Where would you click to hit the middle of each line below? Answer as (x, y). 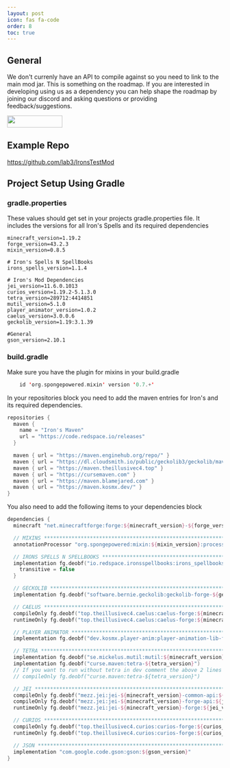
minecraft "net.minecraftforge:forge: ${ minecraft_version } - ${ (104, 526)
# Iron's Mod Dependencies (46, 280)
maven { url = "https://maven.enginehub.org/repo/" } (91, 456)
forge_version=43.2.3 (38, 244)
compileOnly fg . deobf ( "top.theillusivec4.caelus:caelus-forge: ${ (108, 613)
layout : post (26, 13)
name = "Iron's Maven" (52, 430)
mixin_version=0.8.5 (37, 250)
